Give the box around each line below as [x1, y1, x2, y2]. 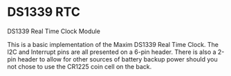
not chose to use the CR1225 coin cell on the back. [7, 62, 152, 70]
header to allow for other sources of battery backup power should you [17, 55, 218, 63]
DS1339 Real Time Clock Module [7, 27, 100, 35]
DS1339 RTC [7, 4, 81, 20]
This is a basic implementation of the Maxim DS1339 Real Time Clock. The [7, 40, 219, 48]
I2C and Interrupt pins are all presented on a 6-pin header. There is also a [7, 48, 216, 56]
